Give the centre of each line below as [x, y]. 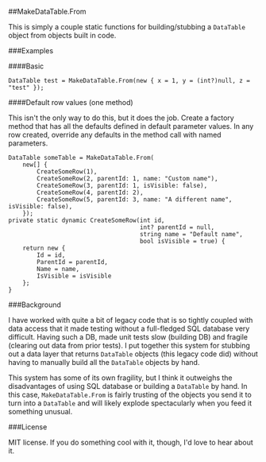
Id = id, [51, 255]
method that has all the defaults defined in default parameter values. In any [131, 126]
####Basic [26, 66]
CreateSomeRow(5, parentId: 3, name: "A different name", [135, 200]
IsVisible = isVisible [74, 276]
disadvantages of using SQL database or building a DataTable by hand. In [128, 386]
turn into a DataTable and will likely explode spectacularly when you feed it [130, 403]
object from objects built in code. [62, 35]
